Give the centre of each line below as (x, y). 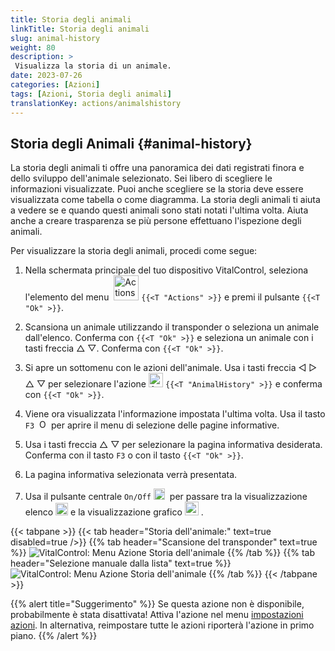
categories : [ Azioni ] (55, 85)
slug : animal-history (55, 38)
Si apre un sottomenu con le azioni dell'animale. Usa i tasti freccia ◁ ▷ (171, 368)
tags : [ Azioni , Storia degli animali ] (91, 94)
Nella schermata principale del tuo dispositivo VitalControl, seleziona (166, 270)
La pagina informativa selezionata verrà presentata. (131, 475)
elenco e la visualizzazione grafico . (114, 512)
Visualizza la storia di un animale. (93, 66)
